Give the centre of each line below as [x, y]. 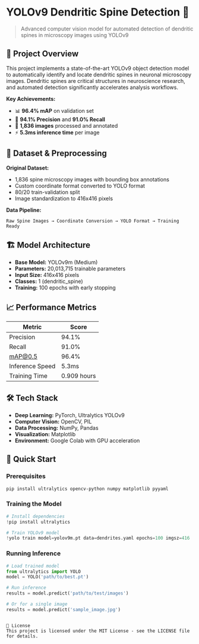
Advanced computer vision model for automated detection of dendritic [107, 29]
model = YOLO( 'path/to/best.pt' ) [48, 577]
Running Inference [34, 553]
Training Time [28, 376]
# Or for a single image [37, 604]
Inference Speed [32, 366]
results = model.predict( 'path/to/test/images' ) [67, 593]
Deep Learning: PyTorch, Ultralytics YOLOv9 [70, 415]
